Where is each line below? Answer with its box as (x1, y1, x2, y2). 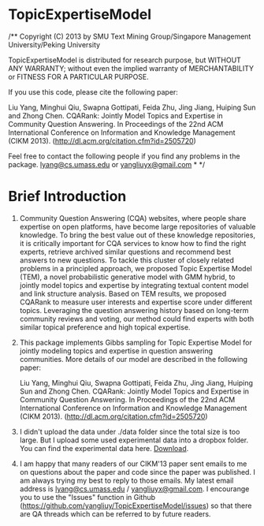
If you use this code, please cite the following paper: (8, 87, 179, 96)
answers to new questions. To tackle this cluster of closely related (19, 255, 235, 265)
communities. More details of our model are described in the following (19, 354, 248, 364)
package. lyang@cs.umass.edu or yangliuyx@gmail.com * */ (8, 159, 206, 169)
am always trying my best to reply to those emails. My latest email (19, 476, 234, 485)
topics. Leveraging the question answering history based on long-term (19, 305, 249, 315)
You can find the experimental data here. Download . (19, 443, 189, 453)
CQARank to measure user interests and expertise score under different (19, 297, 253, 307)
